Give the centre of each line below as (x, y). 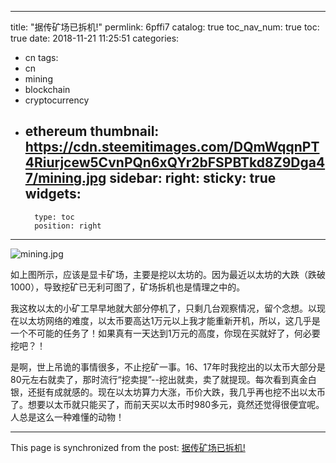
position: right (68, 226)
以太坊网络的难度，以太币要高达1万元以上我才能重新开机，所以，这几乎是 (169, 320)
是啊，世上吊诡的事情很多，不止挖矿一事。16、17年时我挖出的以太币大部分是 (168, 367)
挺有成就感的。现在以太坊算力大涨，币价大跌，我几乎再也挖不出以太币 (181, 392)
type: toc (54, 217)
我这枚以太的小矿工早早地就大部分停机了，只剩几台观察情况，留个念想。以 (163, 308)
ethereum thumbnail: (92, 131)
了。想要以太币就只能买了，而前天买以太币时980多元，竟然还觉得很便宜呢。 (167, 404)
